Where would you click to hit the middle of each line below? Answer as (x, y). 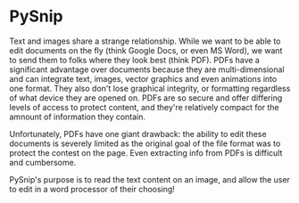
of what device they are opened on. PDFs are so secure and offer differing (146, 97)
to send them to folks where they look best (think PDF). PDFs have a (135, 60)
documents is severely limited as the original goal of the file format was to (145, 143)
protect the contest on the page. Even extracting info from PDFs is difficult (146, 152)
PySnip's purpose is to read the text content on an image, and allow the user (149, 179)
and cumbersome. (43, 162)
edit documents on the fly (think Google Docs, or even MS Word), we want (146, 50)
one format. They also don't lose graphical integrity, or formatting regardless (150, 88)
